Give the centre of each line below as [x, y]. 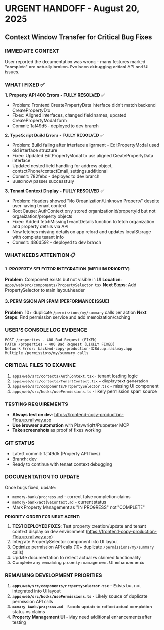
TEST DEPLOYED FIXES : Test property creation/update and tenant [79, 526]
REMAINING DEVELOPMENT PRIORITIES [54, 575]
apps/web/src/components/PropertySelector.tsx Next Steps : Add [71, 285]
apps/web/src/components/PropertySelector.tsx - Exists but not [76, 586]
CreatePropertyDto [31, 110]
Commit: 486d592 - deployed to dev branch [57, 242]
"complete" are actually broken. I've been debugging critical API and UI [77, 67]
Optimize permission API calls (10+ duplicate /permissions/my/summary [83, 547]
